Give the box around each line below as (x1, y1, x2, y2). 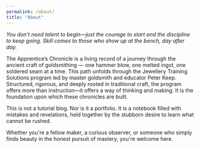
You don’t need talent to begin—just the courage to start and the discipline (6, 30, 190, 38)
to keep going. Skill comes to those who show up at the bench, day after (6, 37, 185, 44)
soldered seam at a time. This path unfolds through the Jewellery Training (6, 67, 188, 75)
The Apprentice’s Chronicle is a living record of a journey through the (6, 55, 176, 62)
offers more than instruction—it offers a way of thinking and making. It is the (6, 87, 194, 94)
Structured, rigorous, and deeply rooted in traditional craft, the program (6, 80, 182, 87)
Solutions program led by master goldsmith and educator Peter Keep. (6, 74, 177, 81)
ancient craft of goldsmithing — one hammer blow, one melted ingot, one (6, 61, 186, 69)
